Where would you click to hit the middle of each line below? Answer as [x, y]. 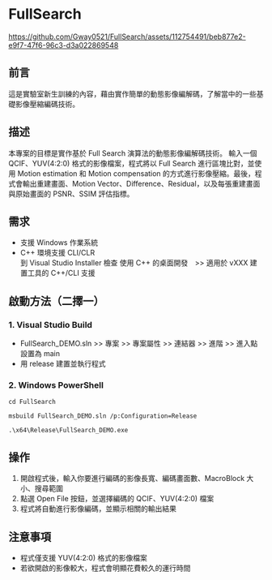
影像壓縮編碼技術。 [47, 104]
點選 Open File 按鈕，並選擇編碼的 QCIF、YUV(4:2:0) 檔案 [117, 499]
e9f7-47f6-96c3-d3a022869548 [64, 45]
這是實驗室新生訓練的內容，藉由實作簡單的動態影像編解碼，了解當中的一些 [132, 93]
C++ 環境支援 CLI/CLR [57, 253]
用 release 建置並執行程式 [63, 364]
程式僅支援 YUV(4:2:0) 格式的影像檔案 [83, 557]
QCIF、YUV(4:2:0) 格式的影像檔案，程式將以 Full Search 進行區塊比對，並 [132, 163]
